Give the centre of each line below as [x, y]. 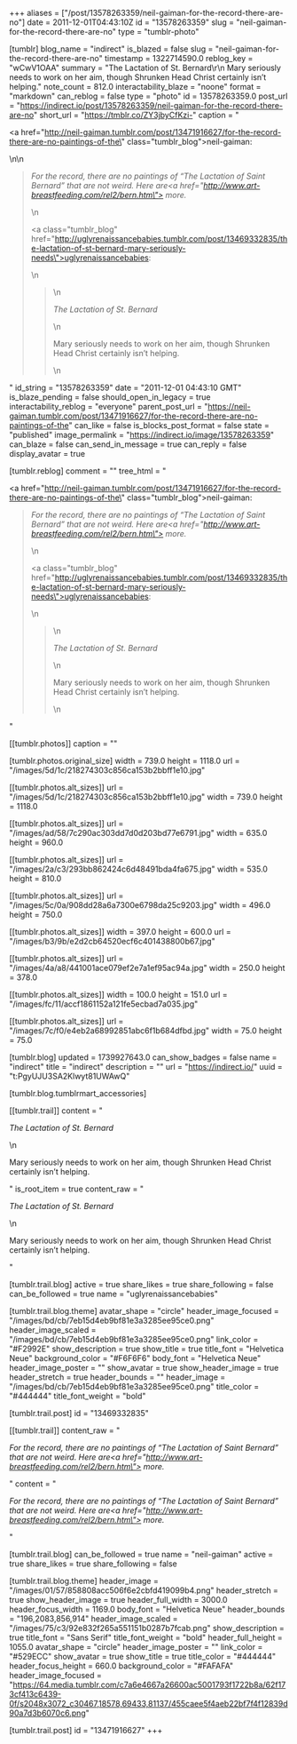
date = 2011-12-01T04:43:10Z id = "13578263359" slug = [131, 22]
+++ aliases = [35, 13]
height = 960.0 [36, 842]
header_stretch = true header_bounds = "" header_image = [117, 1377]
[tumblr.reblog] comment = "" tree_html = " [88, 471]
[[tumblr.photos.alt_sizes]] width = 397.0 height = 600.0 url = [121, 932]
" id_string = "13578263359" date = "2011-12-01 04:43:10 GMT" [125, 387]
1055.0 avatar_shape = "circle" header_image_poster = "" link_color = [136, 1647]
